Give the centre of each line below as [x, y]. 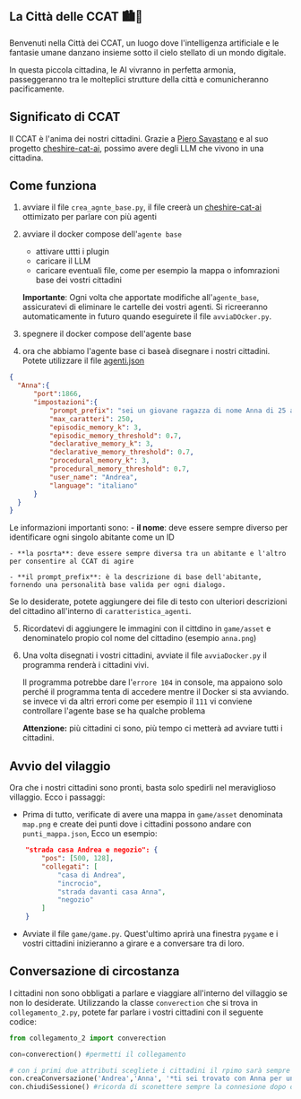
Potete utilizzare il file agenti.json [83, 361]
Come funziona [53, 186]
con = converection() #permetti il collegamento [98, 1054]
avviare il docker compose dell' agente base [102, 234]
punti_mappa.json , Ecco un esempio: [90, 834]
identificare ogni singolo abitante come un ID [92, 537]
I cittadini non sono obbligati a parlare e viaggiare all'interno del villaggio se [149, 993]
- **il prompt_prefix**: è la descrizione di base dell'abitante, [136, 577]
